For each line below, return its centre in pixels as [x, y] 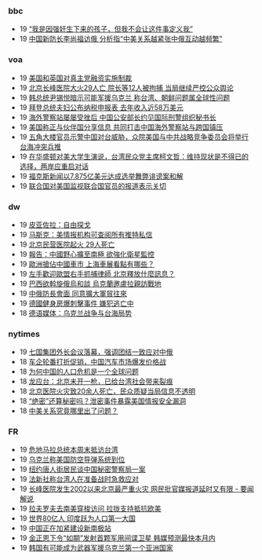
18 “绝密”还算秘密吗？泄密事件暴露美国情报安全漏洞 [103, 401]
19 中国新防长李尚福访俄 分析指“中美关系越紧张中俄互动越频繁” [121, 39]
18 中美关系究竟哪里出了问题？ [69, 411]
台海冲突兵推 [40, 146]
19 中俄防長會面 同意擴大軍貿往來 [73, 293]
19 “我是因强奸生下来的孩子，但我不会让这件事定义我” [106, 29]
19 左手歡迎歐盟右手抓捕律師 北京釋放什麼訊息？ [97, 273]
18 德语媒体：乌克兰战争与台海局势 [76, 313]
